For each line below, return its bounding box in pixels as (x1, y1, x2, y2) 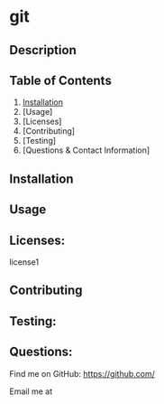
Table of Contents (9, 72, 113, 88)
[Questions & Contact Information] (22, 145, 150, 155)
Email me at (9, 386, 53, 397)
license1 (9, 256, 39, 268)
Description (9, 42, 77, 58)
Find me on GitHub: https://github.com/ (9, 368, 155, 379)
